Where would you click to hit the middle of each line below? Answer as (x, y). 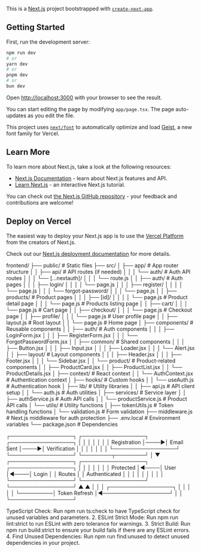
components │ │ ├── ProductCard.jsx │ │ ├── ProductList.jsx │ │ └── (94, 367)
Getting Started (36, 27)
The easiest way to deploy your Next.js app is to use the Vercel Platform (95, 236)
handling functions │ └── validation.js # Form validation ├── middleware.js (100, 411)
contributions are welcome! (40, 202)
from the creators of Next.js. (41, 242)
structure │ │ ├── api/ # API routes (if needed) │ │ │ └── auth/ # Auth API (98, 272)
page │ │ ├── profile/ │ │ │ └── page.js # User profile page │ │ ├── (92, 316)
